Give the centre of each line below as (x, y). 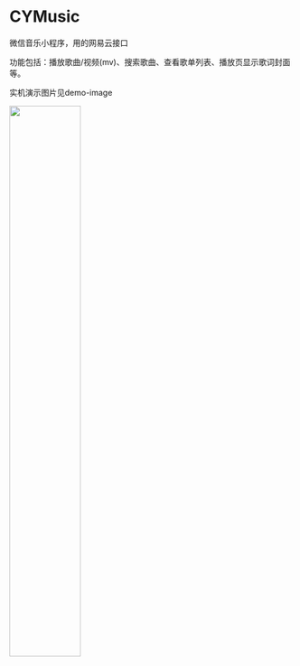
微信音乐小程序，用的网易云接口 (69, 42)
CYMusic (45, 17)
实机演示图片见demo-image (61, 92)
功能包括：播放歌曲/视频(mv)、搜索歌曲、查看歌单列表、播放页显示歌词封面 (150, 61)
